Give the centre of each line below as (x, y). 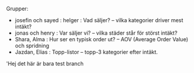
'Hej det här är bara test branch (45, 63)
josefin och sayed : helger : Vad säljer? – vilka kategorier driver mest (99, 20)
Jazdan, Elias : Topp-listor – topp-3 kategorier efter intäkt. (86, 52)
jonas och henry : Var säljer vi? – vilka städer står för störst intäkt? (96, 33)
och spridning (32, 45)
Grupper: (17, 9)
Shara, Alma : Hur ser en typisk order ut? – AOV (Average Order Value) (101, 39)
